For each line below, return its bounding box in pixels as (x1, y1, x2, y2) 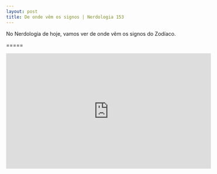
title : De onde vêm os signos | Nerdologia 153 (6, 14, 125, 20)
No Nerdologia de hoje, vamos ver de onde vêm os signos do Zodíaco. (6, 30, 177, 37)
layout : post (6, 8, 38, 15)
